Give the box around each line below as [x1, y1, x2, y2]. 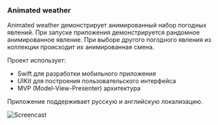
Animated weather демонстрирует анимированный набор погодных [7, 21, 207, 30]
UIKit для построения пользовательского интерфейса [17, 77, 176, 85]
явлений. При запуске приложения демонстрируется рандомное [7, 28, 200, 36]
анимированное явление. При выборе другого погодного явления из [7, 36, 212, 44]
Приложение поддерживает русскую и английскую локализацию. [7, 98, 203, 106]
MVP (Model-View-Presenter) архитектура [17, 84, 140, 93]
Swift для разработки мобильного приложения [17, 69, 156, 78]
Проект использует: [7, 56, 66, 65]
